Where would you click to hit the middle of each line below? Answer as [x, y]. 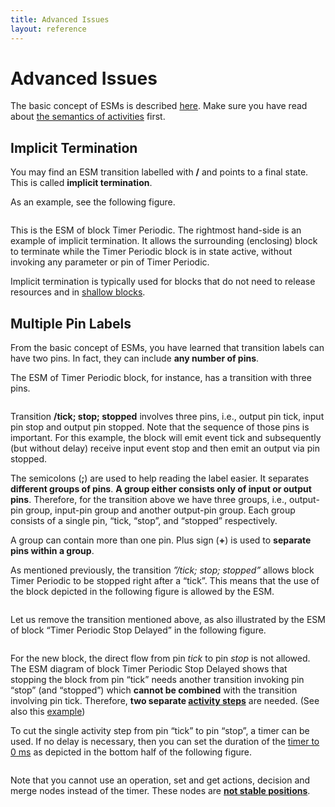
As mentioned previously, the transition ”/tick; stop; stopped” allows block [162, 570]
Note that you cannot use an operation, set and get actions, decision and [160, 780]
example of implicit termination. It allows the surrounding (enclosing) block [164, 241]
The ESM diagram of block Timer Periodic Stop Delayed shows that [149, 669]
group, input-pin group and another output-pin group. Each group [160, 510]
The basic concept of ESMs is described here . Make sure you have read [159, 106]
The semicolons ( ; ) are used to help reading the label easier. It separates [160, 478]
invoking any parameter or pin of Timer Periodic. [110, 262]
